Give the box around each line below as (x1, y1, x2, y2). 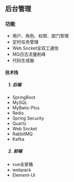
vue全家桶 (12, 161, 34, 167)
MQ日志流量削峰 (12, 51, 46, 57)
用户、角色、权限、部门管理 (12, 32, 69, 38)
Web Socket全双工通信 (12, 45, 59, 51)
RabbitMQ (12, 131, 33, 137)
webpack (12, 167, 31, 173)
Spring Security (12, 115, 44, 121)
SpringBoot (12, 94, 36, 100)
